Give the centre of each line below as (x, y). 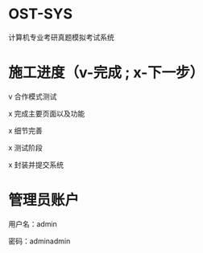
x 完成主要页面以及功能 (47, 113)
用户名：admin (33, 224)
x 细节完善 (25, 130)
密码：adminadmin (39, 241)
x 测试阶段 (25, 147)
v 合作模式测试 (33, 96)
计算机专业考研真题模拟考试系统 (61, 37)
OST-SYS (41, 14)
